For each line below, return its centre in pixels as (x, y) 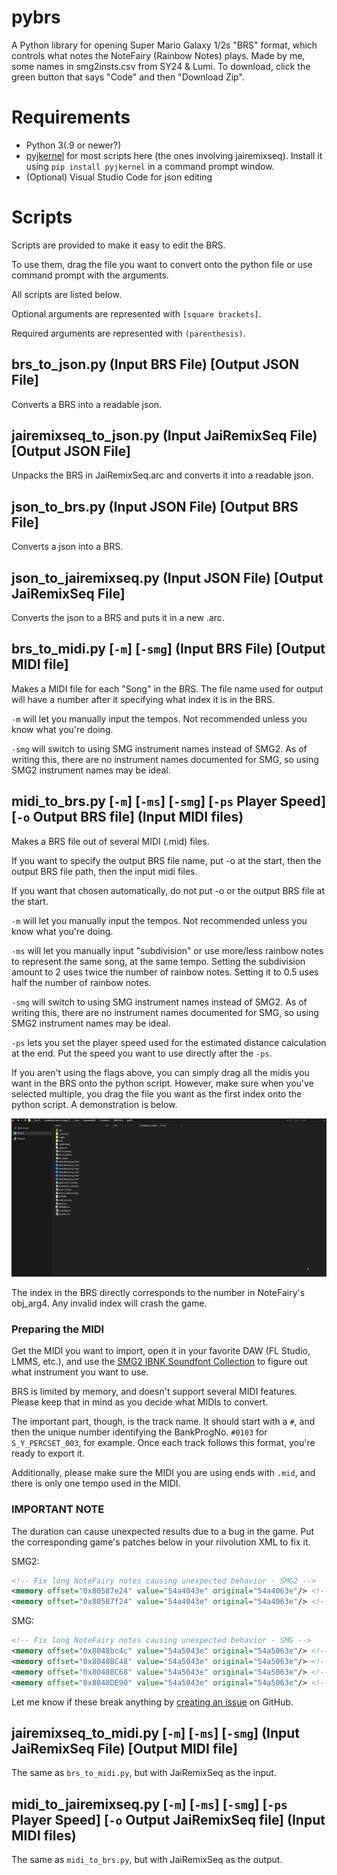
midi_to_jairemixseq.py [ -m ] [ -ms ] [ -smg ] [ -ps (149, 1804)
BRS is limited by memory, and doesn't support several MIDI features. (154, 1392)
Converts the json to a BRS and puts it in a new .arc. (118, 618)
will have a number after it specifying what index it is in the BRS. (143, 699)
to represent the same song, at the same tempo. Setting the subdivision (158, 961)
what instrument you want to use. (80, 1372)
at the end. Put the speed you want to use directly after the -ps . (142, 1053)
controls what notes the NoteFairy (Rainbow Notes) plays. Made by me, (158, 55)
